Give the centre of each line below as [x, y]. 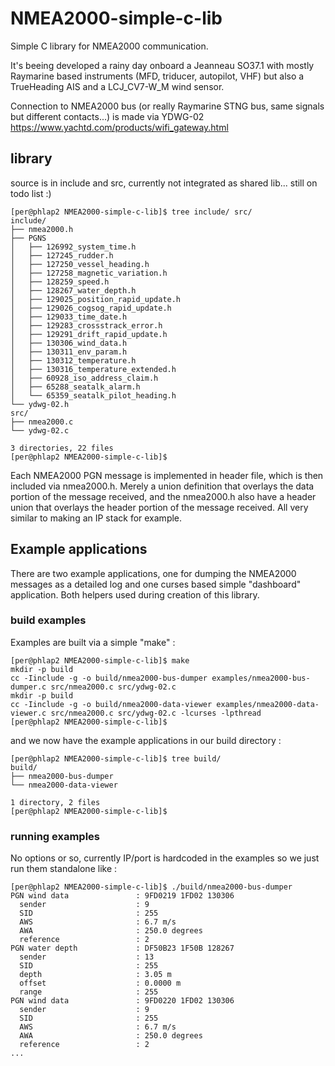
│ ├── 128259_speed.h [60, 282]
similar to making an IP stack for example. [96, 518]
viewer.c [28, 713]
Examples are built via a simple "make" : [93, 642]
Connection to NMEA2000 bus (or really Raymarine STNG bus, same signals [167, 106]
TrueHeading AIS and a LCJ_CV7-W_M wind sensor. [117, 86]
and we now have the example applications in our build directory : [146, 740]
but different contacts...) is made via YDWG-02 [107, 116]
